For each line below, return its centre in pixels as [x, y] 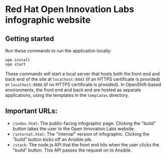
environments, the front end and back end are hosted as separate [73, 90]
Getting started [30, 39]
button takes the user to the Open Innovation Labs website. [74, 128]
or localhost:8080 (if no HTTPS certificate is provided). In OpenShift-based [83, 85]
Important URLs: [31, 111]
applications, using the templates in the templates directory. [67, 95]
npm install [18, 60]
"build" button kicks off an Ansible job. [52, 139]
